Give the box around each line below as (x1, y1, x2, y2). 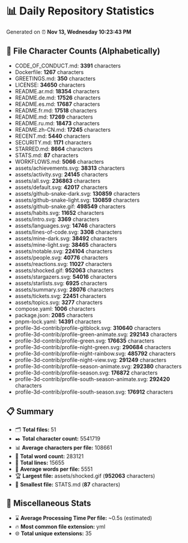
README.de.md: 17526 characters (14, 94, 101, 101)
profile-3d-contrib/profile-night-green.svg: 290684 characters (14, 343, 171, 350)
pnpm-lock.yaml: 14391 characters (14, 318, 102, 325)
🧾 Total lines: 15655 (14, 459, 65, 466)
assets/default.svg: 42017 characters (14, 184, 108, 191)
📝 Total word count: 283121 (14, 452, 84, 460)
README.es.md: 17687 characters (14, 100, 100, 108)
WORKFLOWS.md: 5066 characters (14, 158, 104, 165)
